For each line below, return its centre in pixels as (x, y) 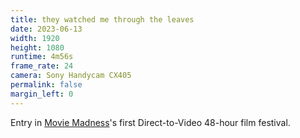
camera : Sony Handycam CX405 (71, 76)
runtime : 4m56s (42, 57)
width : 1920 (35, 38)
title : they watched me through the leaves (102, 19)
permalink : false (46, 85)
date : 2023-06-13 (46, 29)
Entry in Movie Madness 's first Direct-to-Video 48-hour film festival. (150, 122)
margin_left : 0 (42, 94)
